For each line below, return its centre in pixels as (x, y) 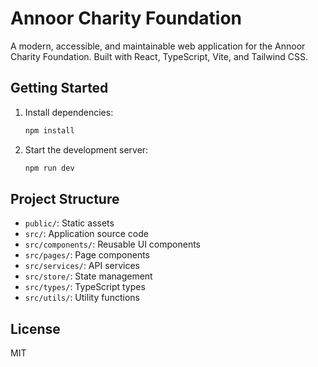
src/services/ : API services (82, 266)
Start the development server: (86, 149)
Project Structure (65, 198)
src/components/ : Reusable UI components (112, 244)
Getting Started (59, 88)
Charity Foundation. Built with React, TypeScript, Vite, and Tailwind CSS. (159, 56)
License (35, 328)
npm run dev (49, 168)
